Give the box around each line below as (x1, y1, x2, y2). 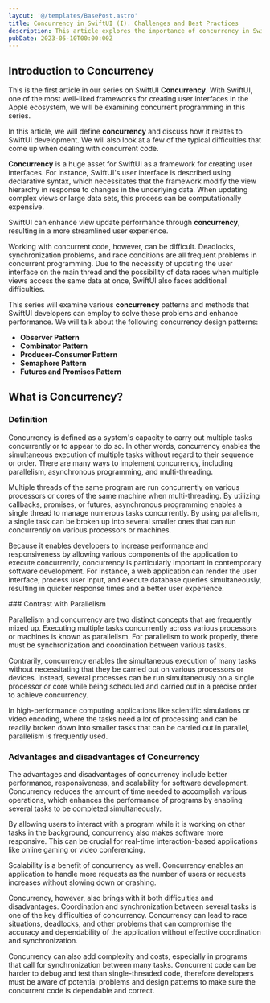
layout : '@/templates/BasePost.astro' (8, 11, 138, 20)
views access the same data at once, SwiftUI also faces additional (8, 276, 227, 286)
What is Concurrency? (8, 390, 123, 404)
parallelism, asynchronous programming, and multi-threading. (8, 467, 213, 476)
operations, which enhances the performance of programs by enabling (8, 795, 243, 805)
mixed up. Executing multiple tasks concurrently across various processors (8, 623, 257, 632)
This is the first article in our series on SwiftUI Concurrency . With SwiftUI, (8, 85, 253, 95)
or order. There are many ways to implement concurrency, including (8, 458, 233, 467)
